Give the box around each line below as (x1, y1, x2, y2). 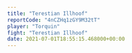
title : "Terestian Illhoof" (7, 10, 88, 17)
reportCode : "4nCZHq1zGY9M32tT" (7, 17, 100, 23)
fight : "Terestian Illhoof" (7, 29, 88, 36)
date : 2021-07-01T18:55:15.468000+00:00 (7, 36, 126, 43)
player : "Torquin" (7, 23, 60, 30)
